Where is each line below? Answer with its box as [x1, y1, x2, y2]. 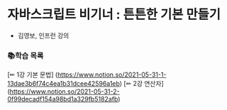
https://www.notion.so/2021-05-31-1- [57, 70, 167, 79]
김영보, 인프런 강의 [17, 31, 70, 40]
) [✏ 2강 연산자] [119, 79, 165, 88]
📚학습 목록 [7, 50, 44, 60]
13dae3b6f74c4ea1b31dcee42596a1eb [7, 79, 121, 88]
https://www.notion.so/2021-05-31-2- [9, 87, 120, 96]
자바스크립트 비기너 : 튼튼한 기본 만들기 [7, 6, 221, 23]
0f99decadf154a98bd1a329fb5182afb [7, 95, 118, 104]
